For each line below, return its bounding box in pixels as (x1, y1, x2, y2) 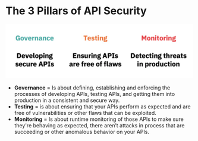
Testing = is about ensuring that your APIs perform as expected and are (14, 103, 191, 110)
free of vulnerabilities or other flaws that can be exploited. (14, 110, 157, 117)
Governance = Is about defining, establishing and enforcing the (14, 84, 171, 91)
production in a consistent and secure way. (14, 97, 120, 104)
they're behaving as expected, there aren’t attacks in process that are (14, 122, 185, 129)
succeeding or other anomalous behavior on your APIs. (14, 129, 150, 136)
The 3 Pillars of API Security (5, 4, 147, 18)
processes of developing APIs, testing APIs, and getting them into (14, 91, 175, 98)
